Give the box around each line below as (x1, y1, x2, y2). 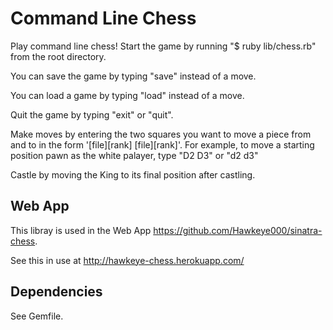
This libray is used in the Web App (10, 224, 152, 236)
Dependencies (10, 283, 103, 301)
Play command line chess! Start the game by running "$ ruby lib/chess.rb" (10, 40, 317, 52)
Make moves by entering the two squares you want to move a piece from (10, 128, 312, 140)
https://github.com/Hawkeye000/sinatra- (153, 224, 323, 236)
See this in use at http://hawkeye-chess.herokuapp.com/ (10, 254, 245, 266)
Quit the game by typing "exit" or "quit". (10, 108, 174, 121)
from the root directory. (10, 50, 107, 62)
